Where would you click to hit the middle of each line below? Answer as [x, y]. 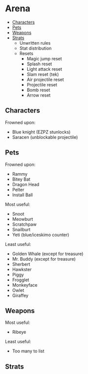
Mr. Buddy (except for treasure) [44, 259]
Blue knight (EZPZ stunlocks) [41, 132]
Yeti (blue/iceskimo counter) [41, 235]
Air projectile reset [45, 80]
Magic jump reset [44, 58]
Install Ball [22, 195]
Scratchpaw [24, 224]
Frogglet [21, 280]
